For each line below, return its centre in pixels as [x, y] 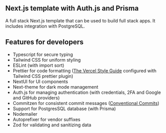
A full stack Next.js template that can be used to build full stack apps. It [80, 20]
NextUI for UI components [40, 82]
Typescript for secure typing [43, 54]
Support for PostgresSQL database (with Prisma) [64, 109]
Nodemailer [25, 114]
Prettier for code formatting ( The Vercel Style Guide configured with [85, 70]
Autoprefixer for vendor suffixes [46, 119]
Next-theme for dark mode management [55, 87]
